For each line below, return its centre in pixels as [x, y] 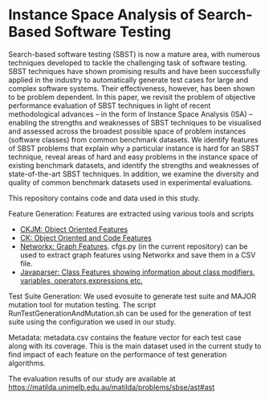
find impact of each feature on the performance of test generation [118, 354]
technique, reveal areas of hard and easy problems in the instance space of [133, 157]
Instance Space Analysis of [102, 15]
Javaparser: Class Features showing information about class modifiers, [137, 272]
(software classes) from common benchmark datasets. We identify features [133, 139]
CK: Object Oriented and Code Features [86, 237]
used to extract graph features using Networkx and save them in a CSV [138, 254]
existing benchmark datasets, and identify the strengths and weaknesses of [134, 165]
